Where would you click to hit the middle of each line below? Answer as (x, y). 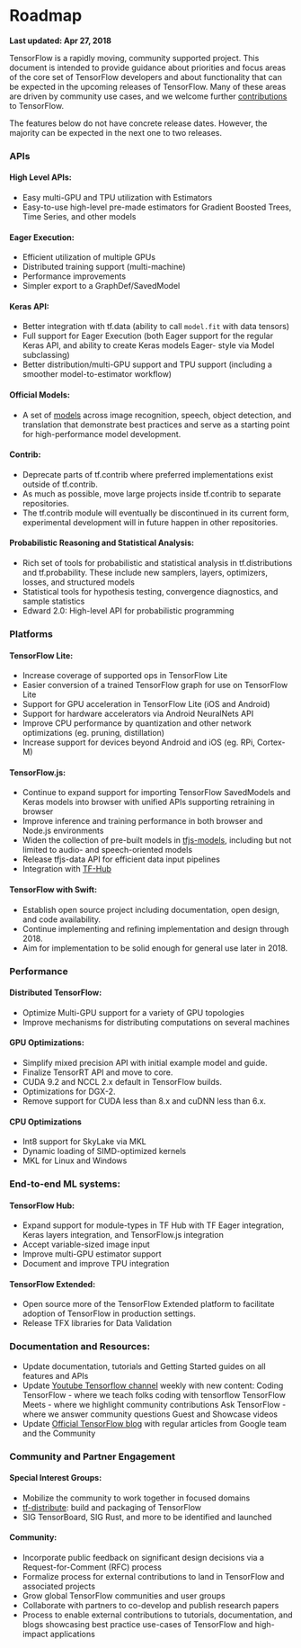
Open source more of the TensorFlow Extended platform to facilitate (149, 1304)
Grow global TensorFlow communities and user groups (124, 1596)
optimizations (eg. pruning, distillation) (93, 733)
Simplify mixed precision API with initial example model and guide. (145, 1062)
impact (35, 1635)
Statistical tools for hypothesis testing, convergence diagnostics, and (150, 592)
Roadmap (46, 16)
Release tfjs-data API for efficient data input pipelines (121, 859)
